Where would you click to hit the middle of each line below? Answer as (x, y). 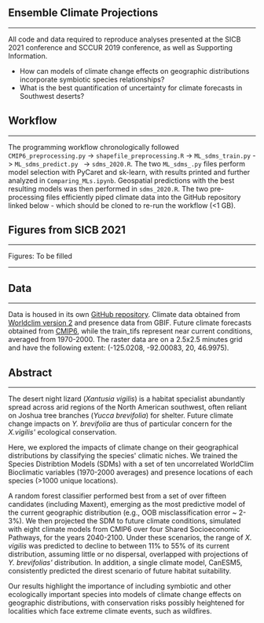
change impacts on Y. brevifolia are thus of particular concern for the (120, 424)
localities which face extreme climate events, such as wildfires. (110, 611)
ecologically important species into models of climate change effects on (125, 595)
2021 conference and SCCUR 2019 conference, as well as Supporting (121, 47)
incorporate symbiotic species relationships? (92, 79)
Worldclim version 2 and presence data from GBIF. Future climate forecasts (130, 323)
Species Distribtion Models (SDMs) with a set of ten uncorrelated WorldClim (131, 464)
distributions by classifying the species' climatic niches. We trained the (123, 456)
